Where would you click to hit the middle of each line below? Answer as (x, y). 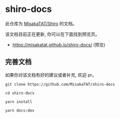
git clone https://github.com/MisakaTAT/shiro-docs (60, 84)
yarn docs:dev (20, 111)
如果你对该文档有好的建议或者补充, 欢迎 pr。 (51, 75)
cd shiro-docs (20, 93)
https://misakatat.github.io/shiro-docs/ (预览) (59, 45)
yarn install (19, 102)
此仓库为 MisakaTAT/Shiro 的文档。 (41, 23)
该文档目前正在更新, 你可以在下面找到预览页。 (52, 34)
